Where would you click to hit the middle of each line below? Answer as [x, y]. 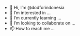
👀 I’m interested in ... [30, 13]
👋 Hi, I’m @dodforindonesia [37, 8]
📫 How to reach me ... [32, 28]
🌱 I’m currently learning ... [35, 18]
